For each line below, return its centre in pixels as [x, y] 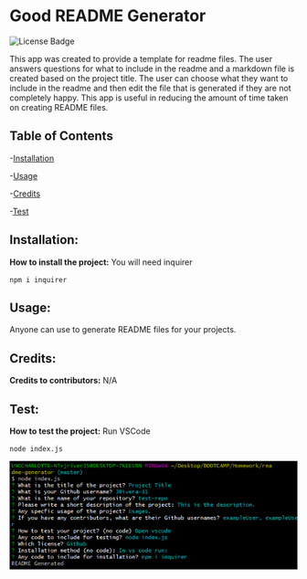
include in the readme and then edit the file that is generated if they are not [150, 88]
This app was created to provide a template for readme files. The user [141, 58]
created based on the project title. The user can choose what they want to [149, 78]
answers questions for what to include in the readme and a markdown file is [152, 68]
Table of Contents [62, 137]
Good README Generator [108, 16]
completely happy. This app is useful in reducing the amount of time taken [149, 98]
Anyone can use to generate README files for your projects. [123, 330]
